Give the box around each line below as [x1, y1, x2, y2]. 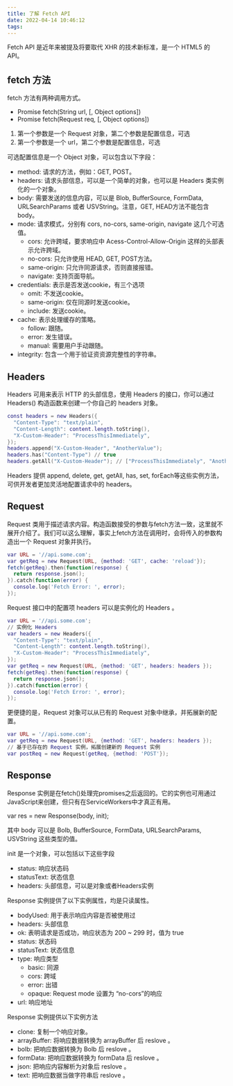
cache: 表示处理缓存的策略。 [17, 316, 100, 324]
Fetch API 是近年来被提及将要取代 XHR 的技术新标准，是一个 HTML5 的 [7, 43, 210, 51]
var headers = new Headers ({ [7, 630, 92, 637]
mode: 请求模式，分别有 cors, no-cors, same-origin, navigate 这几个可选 [17, 220, 224, 228]
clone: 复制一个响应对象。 [17, 1027, 92, 1036]
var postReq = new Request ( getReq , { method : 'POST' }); [7, 750, 169, 757]
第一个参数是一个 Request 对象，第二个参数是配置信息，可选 [17, 129, 191, 138]
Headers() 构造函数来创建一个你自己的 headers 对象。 [7, 399, 162, 407]
